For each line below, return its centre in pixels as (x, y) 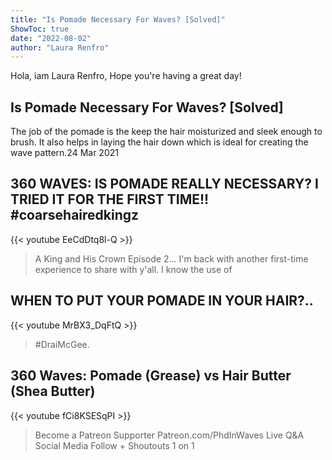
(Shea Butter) (53, 391)
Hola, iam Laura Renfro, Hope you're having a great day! (126, 76)
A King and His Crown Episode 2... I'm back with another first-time (171, 258)
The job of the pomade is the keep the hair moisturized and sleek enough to (166, 132)
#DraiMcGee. (62, 344)
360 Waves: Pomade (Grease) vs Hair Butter (151, 376)
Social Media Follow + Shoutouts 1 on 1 (114, 445)
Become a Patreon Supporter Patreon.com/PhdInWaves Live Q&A (169, 435)
